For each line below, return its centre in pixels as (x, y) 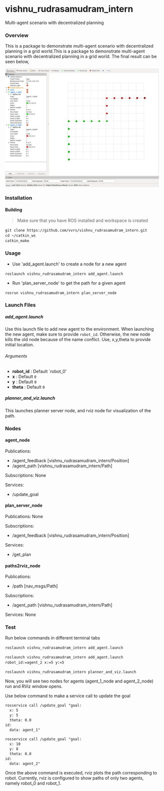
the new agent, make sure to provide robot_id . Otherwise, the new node (78, 334)
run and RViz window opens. (34, 686)
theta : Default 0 (28, 387)
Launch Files (20, 305)
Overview (17, 35)
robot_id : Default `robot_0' (39, 371)
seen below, (17, 62)
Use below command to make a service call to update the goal (68, 696)
